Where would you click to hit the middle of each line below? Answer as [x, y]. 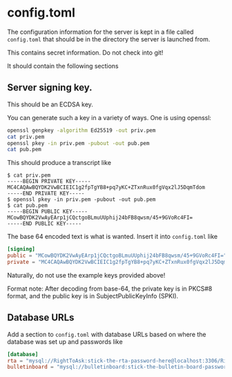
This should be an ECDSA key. [50, 104]
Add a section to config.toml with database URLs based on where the [107, 334]
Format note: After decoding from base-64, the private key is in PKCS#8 [110, 289]
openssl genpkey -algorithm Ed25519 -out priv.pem [81, 130]
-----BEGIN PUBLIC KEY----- [48, 212]
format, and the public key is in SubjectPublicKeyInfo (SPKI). [93, 296]
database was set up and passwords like [65, 341]
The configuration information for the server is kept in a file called [100, 32]
